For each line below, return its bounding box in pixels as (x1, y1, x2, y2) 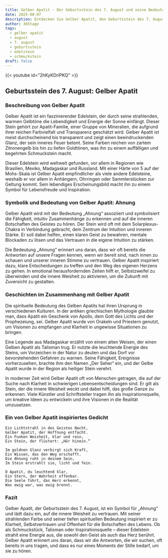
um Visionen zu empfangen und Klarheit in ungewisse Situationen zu (5, 324, 147, 330)
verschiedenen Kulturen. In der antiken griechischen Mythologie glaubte (5, 308, 154, 314)
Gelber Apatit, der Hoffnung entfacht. (5, 430, 88, 435)
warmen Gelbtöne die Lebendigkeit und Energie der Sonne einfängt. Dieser (5, 118, 160, 124)
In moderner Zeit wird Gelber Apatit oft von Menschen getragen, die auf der (5, 375, 161, 381)
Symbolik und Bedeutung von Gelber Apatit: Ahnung (5, 199, 135, 206)
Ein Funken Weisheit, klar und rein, (5, 434, 84, 439)
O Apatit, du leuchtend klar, (5, 469, 68, 474)
